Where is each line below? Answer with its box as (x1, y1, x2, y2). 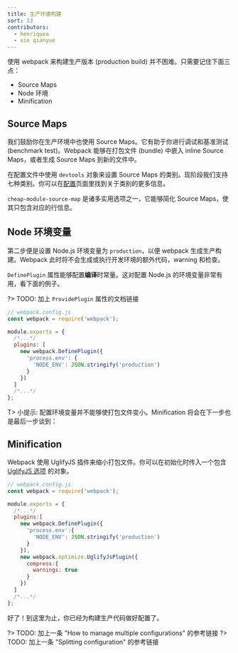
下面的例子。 (26, 279, 64, 288)
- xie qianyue (13, 37, 55, 44)
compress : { (26, 560, 59, 567)
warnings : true (33, 567, 78, 574)
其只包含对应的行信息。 (7, 203, 76, 211)
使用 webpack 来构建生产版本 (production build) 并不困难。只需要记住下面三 (7, 58, 231, 66)
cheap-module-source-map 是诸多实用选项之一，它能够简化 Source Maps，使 (7, 194, 229, 203)
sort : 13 (7, 17, 33, 24)
